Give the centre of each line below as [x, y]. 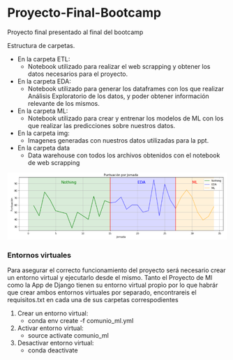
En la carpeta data [44, 148]
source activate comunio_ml [68, 335]
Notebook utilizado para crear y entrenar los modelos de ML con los [126, 118]
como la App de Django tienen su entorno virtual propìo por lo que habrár [113, 285]
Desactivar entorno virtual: [55, 343]
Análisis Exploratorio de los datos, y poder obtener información [118, 96]
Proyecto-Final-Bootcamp [84, 13]
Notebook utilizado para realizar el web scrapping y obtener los [119, 66]
